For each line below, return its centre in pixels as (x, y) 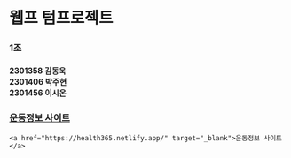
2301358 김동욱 (38, 71)
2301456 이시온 (38, 93)
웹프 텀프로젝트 (61, 18)
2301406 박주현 (38, 81)
